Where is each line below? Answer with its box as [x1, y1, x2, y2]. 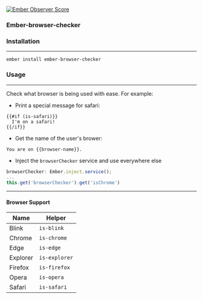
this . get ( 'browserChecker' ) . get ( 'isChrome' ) [6, 180, 120, 186]
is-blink [39, 225, 65, 232]
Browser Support [6, 199, 50, 206]
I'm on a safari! [11, 119, 56, 125]
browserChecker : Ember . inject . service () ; [6, 168, 112, 175]
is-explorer [39, 254, 74, 261]
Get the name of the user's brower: [14, 134, 103, 142]
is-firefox [39, 264, 71, 271]
